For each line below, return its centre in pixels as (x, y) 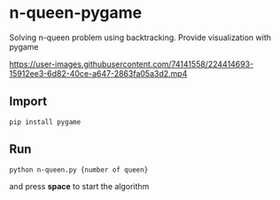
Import (28, 102)
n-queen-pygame (76, 13)
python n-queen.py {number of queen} (79, 170)
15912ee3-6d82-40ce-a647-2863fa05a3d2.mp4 (98, 73)
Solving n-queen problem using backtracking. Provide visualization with (140, 37)
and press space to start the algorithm (79, 186)
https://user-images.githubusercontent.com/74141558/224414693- (132, 64)
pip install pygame (45, 122)
